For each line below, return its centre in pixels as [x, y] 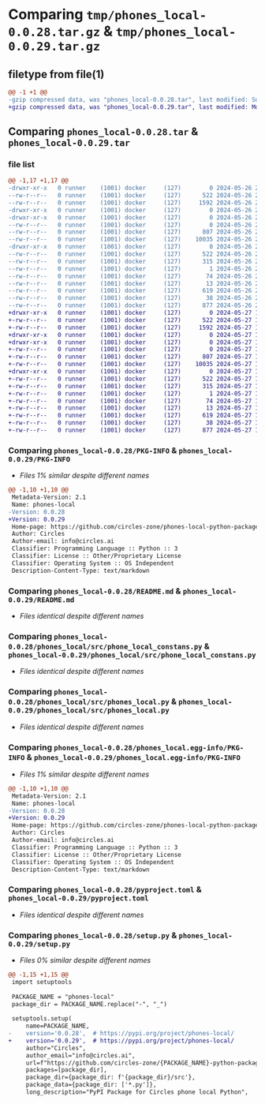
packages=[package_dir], [67, 1070]
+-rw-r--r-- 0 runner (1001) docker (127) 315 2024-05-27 [130, 386]
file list [22, 164]
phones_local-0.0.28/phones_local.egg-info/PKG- [149, 748]
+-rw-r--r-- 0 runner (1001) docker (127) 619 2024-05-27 [130, 416]
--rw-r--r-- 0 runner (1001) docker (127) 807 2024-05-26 [130, 232]
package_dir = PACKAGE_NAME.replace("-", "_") [90, 1004]
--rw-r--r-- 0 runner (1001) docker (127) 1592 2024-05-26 [130, 203]
